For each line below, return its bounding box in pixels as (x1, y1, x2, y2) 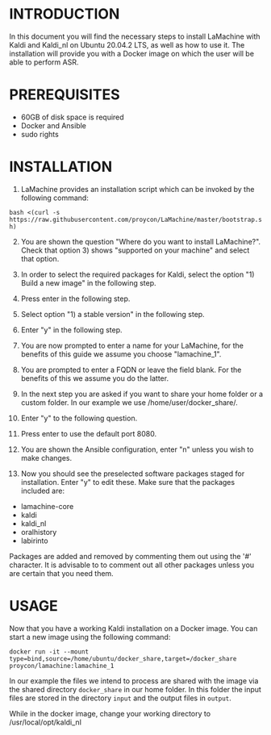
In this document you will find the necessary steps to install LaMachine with (9, 31, 261, 41)
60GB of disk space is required (20, 112, 124, 122)
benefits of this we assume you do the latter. (20, 373, 169, 383)
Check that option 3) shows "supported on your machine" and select (20, 245, 250, 255)
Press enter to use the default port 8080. (20, 428, 156, 438)
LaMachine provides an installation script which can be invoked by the (20, 184, 255, 194)
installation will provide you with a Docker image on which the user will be (9, 48, 255, 58)
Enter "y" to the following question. (20, 413, 138, 423)
